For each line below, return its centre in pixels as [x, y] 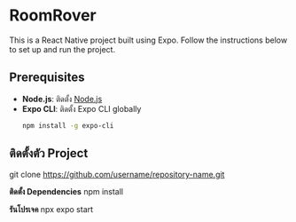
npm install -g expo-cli [68, 125]
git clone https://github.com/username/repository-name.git [117, 175]
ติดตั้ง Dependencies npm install [66, 192]
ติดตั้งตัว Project [49, 153]
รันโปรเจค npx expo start [51, 210]
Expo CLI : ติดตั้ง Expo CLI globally [82, 108]
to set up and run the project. [62, 49]
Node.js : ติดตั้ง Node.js [62, 99]
